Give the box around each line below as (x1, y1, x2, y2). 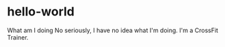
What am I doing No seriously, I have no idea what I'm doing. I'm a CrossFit (7, 26, 219, 34)
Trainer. (7, 33, 29, 41)
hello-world (7, 4, 75, 19)
